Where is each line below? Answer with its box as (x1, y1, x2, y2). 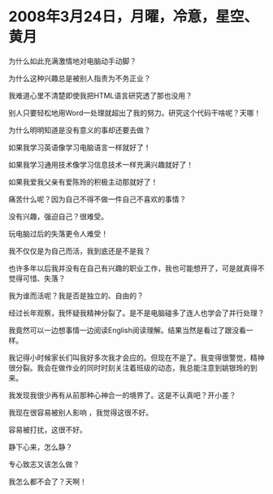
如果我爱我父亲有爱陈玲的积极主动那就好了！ (8, 176, 158, 187)
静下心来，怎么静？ (8, 442, 73, 452)
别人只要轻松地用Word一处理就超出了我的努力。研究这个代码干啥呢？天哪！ (8, 107, 262, 118)
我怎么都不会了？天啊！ (8, 476, 87, 486)
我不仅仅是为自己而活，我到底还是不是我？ (8, 245, 151, 256)
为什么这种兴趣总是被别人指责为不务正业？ (8, 73, 151, 83)
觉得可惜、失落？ (8, 273, 66, 283)
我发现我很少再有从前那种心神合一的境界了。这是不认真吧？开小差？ (8, 390, 236, 400)
